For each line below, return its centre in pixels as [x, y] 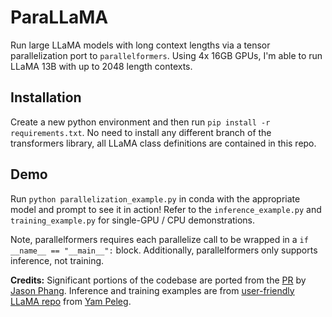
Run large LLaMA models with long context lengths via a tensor [140, 45]
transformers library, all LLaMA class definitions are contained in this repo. [163, 143]
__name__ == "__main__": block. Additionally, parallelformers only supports [164, 250]
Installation [46, 97]
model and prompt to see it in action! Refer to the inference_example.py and [166, 209]
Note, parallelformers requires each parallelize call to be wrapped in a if [159, 239]
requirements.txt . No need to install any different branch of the [141, 132]
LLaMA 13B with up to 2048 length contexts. [101, 66]
